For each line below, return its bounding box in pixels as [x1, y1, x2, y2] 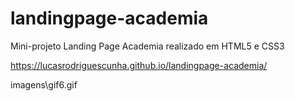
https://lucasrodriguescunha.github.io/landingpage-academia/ [10, 59, 268, 71]
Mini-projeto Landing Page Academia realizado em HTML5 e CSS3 [10, 40, 285, 52]
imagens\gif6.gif [10, 78, 78, 91]
